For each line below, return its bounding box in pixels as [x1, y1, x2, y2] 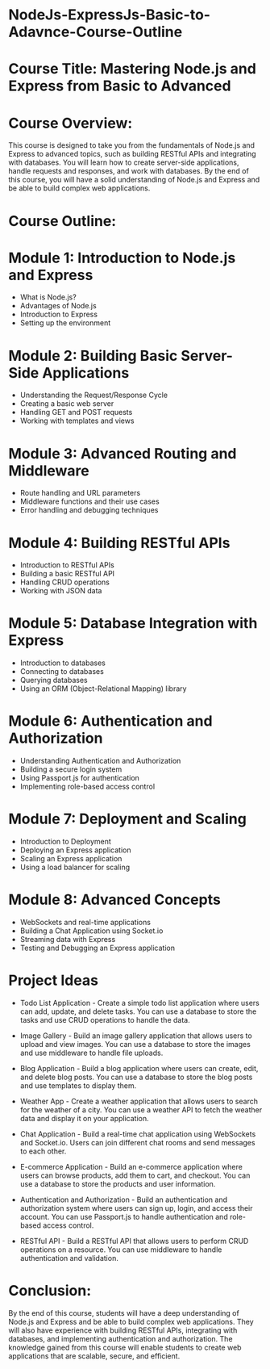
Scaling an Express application [19, 854, 123, 864]
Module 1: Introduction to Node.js [8, 249, 236, 267]
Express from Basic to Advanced [8, 77, 231, 95]
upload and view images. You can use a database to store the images [19, 1039, 251, 1049]
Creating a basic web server [19, 399, 114, 408]
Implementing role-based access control [19, 781, 156, 792]
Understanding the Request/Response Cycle [19, 390, 168, 400]
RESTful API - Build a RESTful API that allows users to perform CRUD [19, 1236, 249, 1245]
